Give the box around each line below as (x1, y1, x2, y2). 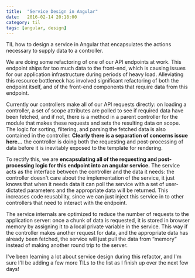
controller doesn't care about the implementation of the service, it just (6, 174, 175, 181)
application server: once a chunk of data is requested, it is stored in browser (6, 217, 190, 224)
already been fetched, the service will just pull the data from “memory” (6, 235, 177, 243)
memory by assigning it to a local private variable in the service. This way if (6, 223, 188, 230)
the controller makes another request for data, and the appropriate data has (6, 229, 189, 236)
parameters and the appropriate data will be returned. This (27, 187, 169, 194)
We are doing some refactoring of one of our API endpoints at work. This (6, 59, 182, 66)
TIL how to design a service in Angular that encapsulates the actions (6, 41, 172, 48)
